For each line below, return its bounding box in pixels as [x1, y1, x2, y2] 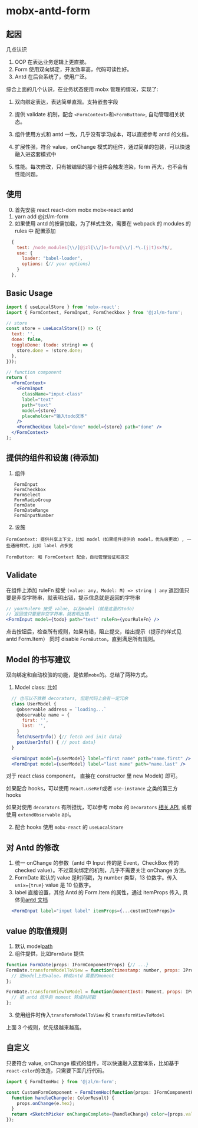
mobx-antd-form [6, 4, 90, 18]
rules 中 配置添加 [14, 227, 56, 234]
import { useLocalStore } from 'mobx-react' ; [6, 304, 120, 310]
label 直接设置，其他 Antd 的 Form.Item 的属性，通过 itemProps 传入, [14, 889, 181, 896]
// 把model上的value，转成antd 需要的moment [11, 973, 115, 979]
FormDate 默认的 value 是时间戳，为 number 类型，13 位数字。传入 [14, 874, 178, 881]
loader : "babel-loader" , [21, 256, 83, 261]
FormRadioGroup [14, 497, 51, 503]
